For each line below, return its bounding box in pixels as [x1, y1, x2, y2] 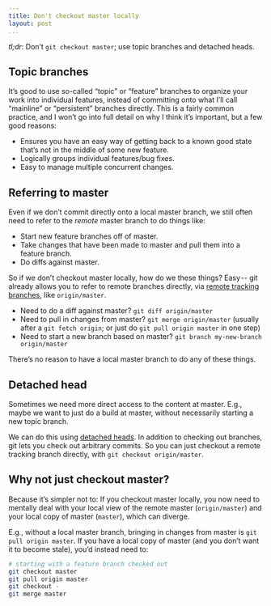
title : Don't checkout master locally [8, 11, 139, 20]
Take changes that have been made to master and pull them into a [19, 240, 241, 250]
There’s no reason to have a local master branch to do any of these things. [8, 354, 256, 364]
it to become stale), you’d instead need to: [8, 544, 149, 554]
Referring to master [8, 185, 109, 199]
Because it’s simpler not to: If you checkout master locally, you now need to [8, 494, 260, 504]
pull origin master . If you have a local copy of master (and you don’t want [8, 536, 260, 545]
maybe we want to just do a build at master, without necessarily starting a [8, 408, 254, 417]
